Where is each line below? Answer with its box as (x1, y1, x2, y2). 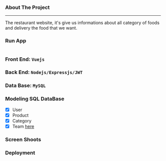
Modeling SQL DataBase (5, 95, 65, 102)
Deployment (5, 149, 36, 156)
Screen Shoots (5, 136, 41, 143)
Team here (12, 123, 35, 129)
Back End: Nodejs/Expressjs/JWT (5, 69, 83, 76)
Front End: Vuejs (5, 56, 45, 63)
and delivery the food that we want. (5, 25, 78, 31)
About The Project (5, 4, 50, 11)
